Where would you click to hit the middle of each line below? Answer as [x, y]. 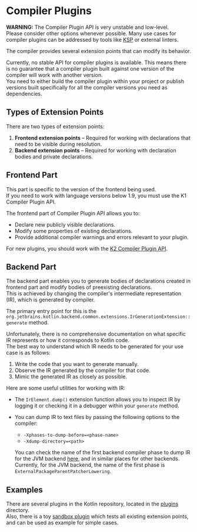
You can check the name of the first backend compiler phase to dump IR [102, 453]
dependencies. [24, 94]
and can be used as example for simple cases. [62, 523]
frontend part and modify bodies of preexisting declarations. [79, 287]
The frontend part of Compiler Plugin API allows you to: [73, 213]
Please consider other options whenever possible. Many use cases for [91, 33]
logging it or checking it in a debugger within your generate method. [97, 406]
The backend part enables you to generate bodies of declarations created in [98, 281]
